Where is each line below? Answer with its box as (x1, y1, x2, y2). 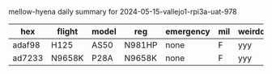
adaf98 (12, 39, 40, 51)
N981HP (124, 39, 158, 51)
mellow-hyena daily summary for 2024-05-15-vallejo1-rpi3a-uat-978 (8, 7, 237, 16)
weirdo (237, 26, 266, 37)
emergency (165, 26, 210, 37)
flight (56, 26, 79, 37)
